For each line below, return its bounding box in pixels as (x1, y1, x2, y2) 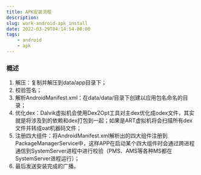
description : (6, 15, 39, 21)
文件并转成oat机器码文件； (15, 125, 82, 132)
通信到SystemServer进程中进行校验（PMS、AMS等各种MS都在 (15, 147, 173, 155)
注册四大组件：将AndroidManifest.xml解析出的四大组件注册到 (15, 132, 168, 140)
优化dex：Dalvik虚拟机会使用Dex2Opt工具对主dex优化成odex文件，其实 (15, 109, 195, 117)
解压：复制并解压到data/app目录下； (15, 79, 107, 86)
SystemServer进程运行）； (15, 155, 80, 162)
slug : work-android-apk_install (6, 20, 88, 26)
